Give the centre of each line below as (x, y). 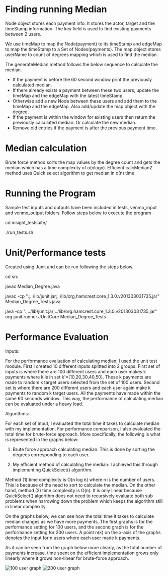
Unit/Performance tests (56, 253)
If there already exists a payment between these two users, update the (86, 90)
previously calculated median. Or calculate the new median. (74, 122)
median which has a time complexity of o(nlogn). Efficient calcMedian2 (79, 167)
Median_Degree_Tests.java (33, 301)
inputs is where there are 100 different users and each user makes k (76, 371)
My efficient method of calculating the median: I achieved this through (85, 464)
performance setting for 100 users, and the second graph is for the (74, 527)
